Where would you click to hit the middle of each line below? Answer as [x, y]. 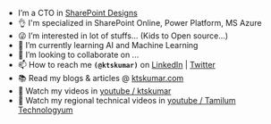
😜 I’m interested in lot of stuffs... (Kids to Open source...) [123, 36]
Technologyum [45, 110]
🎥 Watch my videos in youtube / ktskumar [94, 91]
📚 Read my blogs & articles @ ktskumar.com [101, 78]
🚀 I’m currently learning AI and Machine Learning [108, 45]
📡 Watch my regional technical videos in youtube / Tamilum [127, 100]
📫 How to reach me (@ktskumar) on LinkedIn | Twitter [117, 65]
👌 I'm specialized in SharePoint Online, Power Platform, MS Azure [140, 23]
